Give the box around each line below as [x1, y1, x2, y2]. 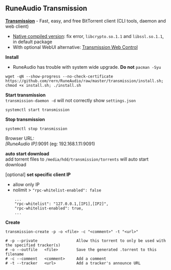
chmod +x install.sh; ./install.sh [5, 83, 81, 88]
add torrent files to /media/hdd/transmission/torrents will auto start [5, 156, 148, 162]
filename [5, 252, 24, 257]
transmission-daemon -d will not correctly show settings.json [5, 97, 136, 103]
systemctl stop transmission [5, 126, 68, 131]
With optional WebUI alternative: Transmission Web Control [12, 44, 138, 50]
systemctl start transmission [5, 107, 70, 112]
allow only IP [12, 181, 40, 187]
